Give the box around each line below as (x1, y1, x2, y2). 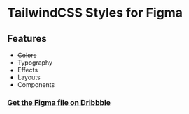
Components (17, 81, 55, 88)
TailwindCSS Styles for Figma (7, 5, 183, 21)
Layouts (17, 73, 41, 81)
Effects (17, 66, 38, 74)
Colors (17, 51, 37, 59)
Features (7, 33, 47, 44)
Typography (17, 58, 53, 67)
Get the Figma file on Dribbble (7, 97, 111, 107)
